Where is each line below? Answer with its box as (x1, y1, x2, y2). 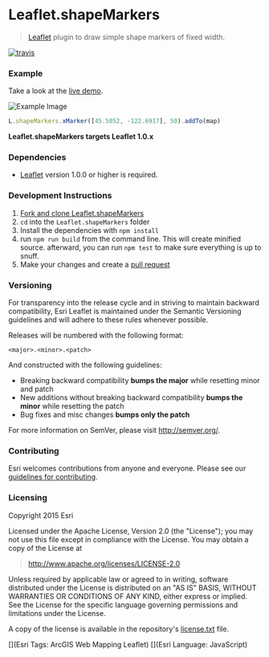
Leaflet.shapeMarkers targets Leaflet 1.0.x (8, 132, 154, 141)
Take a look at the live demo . (8, 86, 104, 96)
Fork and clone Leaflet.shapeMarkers (19, 208, 145, 218)
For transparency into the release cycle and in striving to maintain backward (8, 298, 259, 307)
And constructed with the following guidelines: (8, 360, 162, 369)
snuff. (19, 251, 39, 260)
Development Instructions (8, 190, 112, 202)
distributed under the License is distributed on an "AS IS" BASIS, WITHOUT (8, 582, 257, 592)
